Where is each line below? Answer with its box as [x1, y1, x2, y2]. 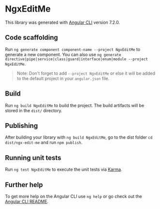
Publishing [5, 121, 38, 129]
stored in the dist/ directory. [5, 108, 63, 113]
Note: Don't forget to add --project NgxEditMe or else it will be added [16, 70, 156, 76]
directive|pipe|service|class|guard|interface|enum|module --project [5, 57, 148, 62]
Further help [5, 180, 44, 189]
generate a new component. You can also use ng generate [5, 51, 121, 57]
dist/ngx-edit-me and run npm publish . [5, 140, 83, 145]
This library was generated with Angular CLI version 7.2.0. [5, 19, 120, 25]
